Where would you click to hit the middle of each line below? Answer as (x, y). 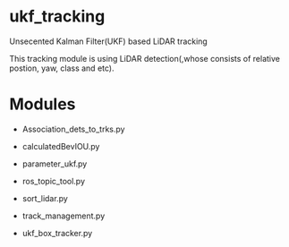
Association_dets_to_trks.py (73, 129)
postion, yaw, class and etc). (62, 68)
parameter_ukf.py (55, 164)
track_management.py (64, 216)
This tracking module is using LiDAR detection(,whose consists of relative (144, 58)
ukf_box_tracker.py (57, 233)
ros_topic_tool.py (54, 181)
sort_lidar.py (45, 198)
